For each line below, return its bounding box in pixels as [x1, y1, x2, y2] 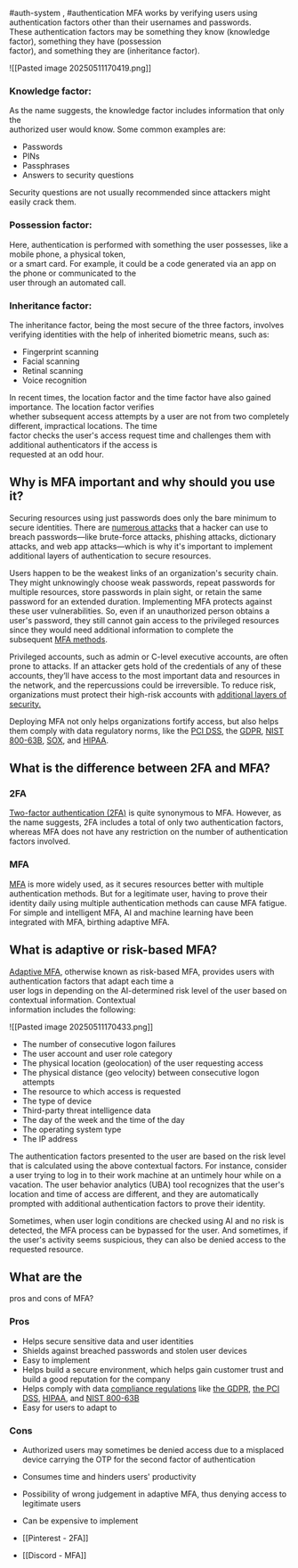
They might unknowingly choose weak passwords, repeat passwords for [9, 577, 276, 588]
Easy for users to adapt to [21, 1402, 117, 1413]
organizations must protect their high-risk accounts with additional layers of [9, 689, 287, 699]
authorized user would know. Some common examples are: [9, 124, 227, 135]
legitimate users [21, 1498, 82, 1508]
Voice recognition [21, 375, 87, 385]
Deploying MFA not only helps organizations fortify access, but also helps [9, 715, 279, 726]
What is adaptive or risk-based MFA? [9, 943, 218, 958]
